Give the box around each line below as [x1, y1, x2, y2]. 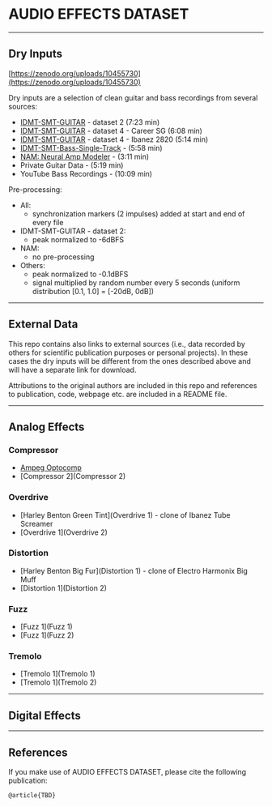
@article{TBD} [8, 792, 57, 800]
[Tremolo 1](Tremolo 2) [19, 677, 97, 687]
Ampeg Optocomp [19, 463, 83, 472]
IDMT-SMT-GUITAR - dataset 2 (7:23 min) [19, 117, 160, 126]
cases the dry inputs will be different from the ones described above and [8, 356, 251, 365]
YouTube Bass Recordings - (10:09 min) [19, 169, 152, 178]
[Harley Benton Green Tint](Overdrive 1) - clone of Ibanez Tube [19, 510, 231, 519]
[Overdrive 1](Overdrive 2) [19, 527, 108, 537]
